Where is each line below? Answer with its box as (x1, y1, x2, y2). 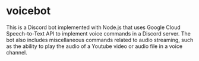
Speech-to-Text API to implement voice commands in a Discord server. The (6, 30, 191, 37)
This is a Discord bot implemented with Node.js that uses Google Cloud (6, 24, 181, 31)
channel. (6, 49, 28, 56)
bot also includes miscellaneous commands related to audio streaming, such (6, 36, 194, 43)
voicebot (6, 4, 51, 18)
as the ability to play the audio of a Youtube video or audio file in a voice (6, 43, 183, 50)
